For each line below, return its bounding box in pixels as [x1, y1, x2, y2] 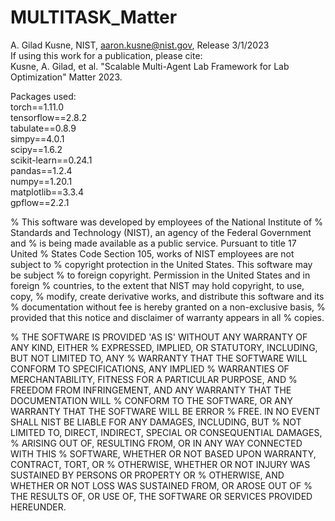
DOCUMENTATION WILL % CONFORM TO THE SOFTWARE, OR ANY [10, 394, 293, 406]
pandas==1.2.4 [10, 164, 73, 176]
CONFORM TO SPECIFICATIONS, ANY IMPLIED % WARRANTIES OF [10, 362, 290, 375]
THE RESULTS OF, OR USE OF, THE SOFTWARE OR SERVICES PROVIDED [10, 490, 313, 502]
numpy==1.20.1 [10, 175, 73, 187]
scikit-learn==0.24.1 [10, 154, 93, 166]
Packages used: [10, 90, 77, 102]
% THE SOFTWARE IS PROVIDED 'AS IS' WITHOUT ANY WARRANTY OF [10, 331, 308, 343]
